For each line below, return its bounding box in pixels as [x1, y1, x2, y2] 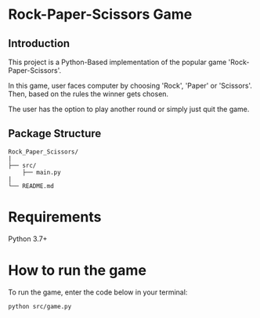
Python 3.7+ [8, 233, 48, 244]
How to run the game [8, 261, 147, 279]
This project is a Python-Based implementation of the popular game [8, 57, 227, 67]
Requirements [8, 208, 102, 226]
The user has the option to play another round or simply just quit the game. [8, 104, 250, 114]
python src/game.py [8, 302, 72, 310]
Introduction [8, 37, 70, 50]
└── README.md [8, 182, 55, 190]
